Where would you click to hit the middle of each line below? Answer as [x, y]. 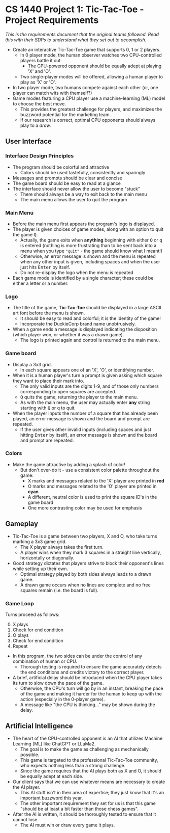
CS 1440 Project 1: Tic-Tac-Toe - [75, 9]
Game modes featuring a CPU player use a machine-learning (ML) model [89, 98]
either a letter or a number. [40, 283]
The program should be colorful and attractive [61, 167]
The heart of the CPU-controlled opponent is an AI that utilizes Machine [88, 738]
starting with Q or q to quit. [48, 408]
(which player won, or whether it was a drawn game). [68, 335]
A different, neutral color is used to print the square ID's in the [92, 497]
